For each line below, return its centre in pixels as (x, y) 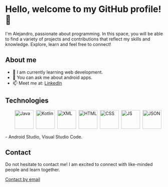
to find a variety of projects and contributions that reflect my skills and (78, 39)
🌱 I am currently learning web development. (58, 72)
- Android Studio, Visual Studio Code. (44, 136)
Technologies (27, 101)
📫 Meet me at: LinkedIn (37, 83)
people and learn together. (33, 170)
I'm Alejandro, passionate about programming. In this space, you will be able (84, 33)
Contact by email (23, 179)
